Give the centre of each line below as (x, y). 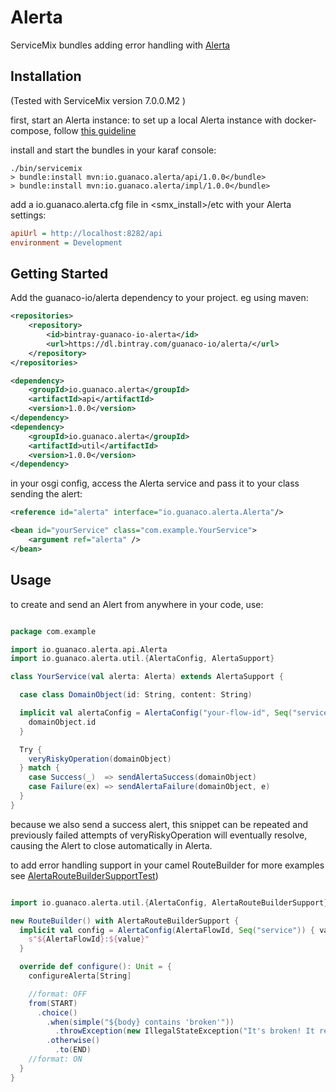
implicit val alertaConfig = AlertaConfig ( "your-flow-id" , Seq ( (156, 713)
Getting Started (59, 273)
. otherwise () (73, 1041)
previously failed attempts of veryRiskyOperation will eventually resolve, (159, 835)
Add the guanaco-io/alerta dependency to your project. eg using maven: (159, 298)
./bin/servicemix (46, 168)
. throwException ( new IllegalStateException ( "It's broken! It (184, 1031)
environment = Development (66, 242)
